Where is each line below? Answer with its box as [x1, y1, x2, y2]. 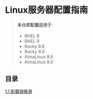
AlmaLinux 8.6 [24, 54, 53, 60]
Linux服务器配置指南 [5, 4, 88, 16]
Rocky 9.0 [24, 49, 45, 54]
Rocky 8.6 [24, 44, 45, 49]
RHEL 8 [24, 33, 40, 39]
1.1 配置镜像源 [5, 89, 33, 95]
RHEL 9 [24, 38, 40, 44]
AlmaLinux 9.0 [24, 59, 54, 65]
